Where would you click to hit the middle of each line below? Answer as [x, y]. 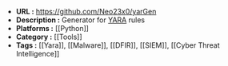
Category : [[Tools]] [49, 37]
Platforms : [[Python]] [52, 28]
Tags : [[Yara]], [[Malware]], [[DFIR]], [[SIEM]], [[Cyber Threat [118, 45]
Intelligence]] [38, 54]
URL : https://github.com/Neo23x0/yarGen [86, 12]
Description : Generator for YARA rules [80, 20]
